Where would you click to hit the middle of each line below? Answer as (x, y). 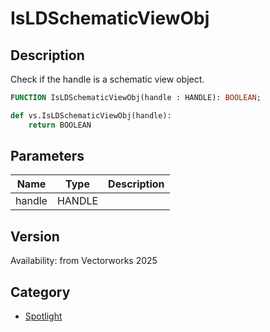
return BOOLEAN (60, 125)
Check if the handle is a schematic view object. (107, 79)
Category (40, 292)
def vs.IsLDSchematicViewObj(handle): (91, 115)
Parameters (47, 156)
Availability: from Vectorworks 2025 (84, 261)
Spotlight (43, 316)
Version (35, 236)
